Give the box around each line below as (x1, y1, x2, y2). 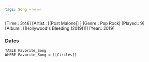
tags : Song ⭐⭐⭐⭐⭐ (5, 7, 42, 12)
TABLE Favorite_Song (5, 48, 47, 53)
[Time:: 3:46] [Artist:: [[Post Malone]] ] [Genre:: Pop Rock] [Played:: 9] (5, 20, 145, 26)
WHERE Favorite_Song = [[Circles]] (5, 52, 77, 57)
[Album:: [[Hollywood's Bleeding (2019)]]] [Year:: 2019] (5, 25, 115, 31)
